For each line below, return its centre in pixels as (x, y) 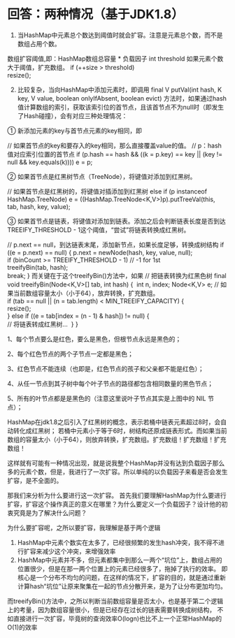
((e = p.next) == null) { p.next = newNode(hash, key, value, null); (100, 252)
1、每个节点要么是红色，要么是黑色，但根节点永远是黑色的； (94, 339)
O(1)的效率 (22, 627)
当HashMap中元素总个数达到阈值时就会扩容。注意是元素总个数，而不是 (120, 35)
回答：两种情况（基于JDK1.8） (95, 14)
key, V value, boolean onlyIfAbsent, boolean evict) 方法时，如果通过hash (122, 98)
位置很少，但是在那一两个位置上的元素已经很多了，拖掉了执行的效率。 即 (122, 568)
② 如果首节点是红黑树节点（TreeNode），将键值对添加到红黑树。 (102, 176)
